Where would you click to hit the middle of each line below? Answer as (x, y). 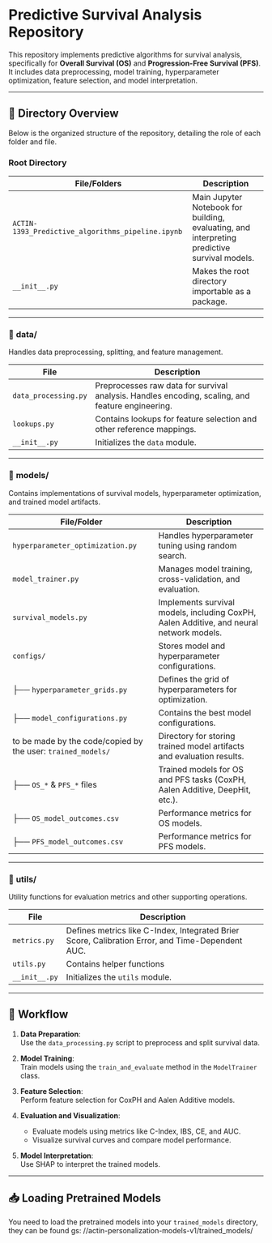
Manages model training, (205, 569)
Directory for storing (197, 736)
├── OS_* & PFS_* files (55, 784)
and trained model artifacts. (55, 502)
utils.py (29, 963)
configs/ (29, 656)
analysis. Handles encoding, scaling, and (172, 396)
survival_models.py (50, 617)
